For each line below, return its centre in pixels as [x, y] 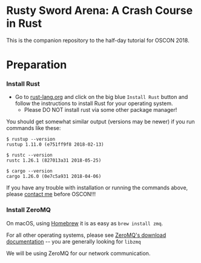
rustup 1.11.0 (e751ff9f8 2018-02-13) [55, 145]
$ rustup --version [31, 139]
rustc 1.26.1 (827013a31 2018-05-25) [54, 161]
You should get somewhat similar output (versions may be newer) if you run [100, 121]
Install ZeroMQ [29, 210]
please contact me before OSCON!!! [51, 194]
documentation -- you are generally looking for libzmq [74, 241]
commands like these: [34, 128]
